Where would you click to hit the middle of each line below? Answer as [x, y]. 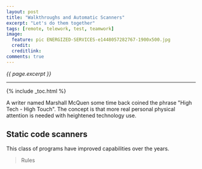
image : [14, 34]
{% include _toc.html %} [36, 91]
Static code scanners [47, 134]
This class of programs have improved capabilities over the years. [88, 149]
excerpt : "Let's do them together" [51, 23]
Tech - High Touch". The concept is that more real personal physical [91, 109]
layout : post [23, 12]
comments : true [25, 57]
